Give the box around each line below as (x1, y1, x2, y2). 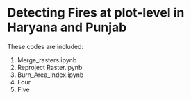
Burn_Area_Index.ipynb (17, 71, 84, 79)
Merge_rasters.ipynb (17, 55, 77, 64)
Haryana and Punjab (7, 19, 127, 35)
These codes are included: (7, 42, 84, 51)
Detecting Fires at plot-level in (7, 5, 185, 21)
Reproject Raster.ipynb (17, 63, 83, 71)
